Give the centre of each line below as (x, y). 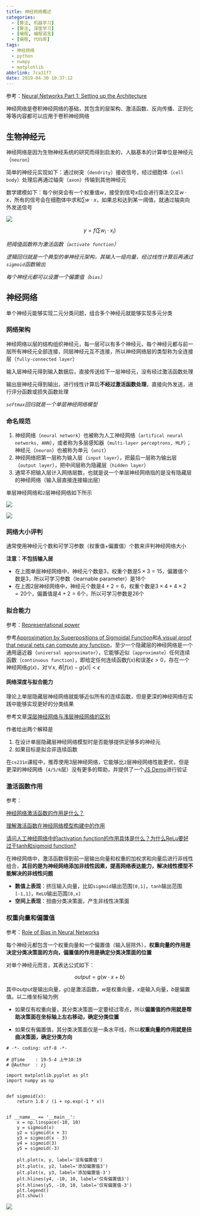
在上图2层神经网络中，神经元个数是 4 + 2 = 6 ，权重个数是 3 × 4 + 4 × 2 (101, 586)
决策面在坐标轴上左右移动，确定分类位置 (69, 1016)
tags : (13, 45)
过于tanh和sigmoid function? (41, 846)
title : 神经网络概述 (29, 12)
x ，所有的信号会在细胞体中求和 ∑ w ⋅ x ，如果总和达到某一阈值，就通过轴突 (96, 200)
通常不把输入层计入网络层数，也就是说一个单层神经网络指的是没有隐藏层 (103, 473)
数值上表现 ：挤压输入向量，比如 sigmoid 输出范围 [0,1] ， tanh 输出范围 (99, 886)
